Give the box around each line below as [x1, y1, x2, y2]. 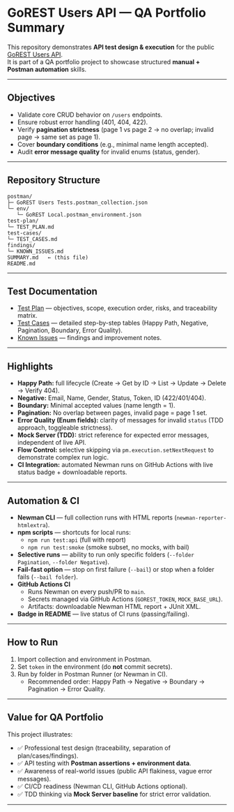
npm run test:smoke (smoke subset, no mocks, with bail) [27, 543, 189, 551]
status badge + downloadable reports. [17, 468, 127, 476]
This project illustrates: [7, 730, 73, 738]
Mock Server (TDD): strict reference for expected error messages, [17, 431, 209, 439]
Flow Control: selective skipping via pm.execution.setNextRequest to [17, 445, 214, 455]
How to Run [7, 637, 58, 649]
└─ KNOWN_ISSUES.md [7, 248, 64, 255]
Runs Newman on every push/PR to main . [27, 588, 146, 596]
